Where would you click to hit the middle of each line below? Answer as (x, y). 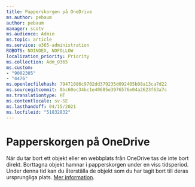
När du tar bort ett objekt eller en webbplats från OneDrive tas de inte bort (97, 158)
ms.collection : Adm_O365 (37, 62)
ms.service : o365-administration (48, 46)
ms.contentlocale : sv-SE (37, 101)
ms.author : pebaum (29, 17)
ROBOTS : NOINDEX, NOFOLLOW (40, 51)
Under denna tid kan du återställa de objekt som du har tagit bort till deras (97, 171)
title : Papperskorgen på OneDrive (49, 12)
